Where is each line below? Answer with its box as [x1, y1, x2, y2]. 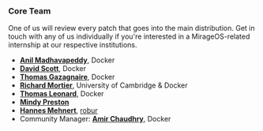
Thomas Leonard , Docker [19, 89, 104, 99]
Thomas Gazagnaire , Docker [19, 73, 115, 82]
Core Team [8, 6, 51, 17]
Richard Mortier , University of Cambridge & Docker [19, 80, 188, 90]
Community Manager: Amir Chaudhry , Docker [19, 114, 171, 124]
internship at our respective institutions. [8, 40, 137, 50]
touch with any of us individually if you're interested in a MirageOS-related [8, 32, 250, 41]
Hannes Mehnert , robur [19, 106, 99, 115]
